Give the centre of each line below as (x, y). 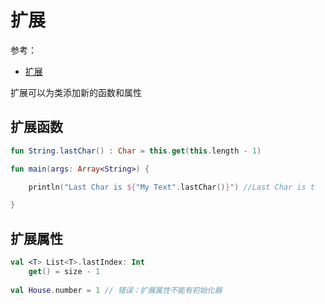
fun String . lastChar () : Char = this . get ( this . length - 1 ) (136, 151)
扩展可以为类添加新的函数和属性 (76, 92)
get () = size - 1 (64, 271)
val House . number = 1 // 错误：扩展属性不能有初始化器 (116, 290)
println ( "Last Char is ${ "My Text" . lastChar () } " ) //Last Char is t (171, 187)
